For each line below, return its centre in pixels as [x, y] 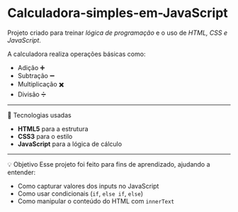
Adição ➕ [31, 67]
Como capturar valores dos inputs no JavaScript [88, 186]
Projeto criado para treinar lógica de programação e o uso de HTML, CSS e [118, 33]
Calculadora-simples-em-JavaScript [118, 13]
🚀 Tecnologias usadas [40, 115]
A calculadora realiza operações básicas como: [76, 54]
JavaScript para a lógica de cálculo [70, 144]
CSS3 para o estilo [45, 136]
